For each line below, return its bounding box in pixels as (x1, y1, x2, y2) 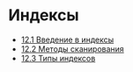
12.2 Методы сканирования (20, 43, 124, 54)
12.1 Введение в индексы (20, 34, 115, 45)
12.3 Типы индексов (20, 53, 96, 63)
